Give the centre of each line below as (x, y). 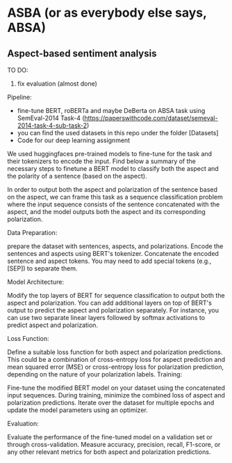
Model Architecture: (36, 282)
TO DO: (18, 70)
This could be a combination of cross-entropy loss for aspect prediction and (116, 359)
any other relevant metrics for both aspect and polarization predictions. (109, 452)
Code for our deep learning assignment (74, 140)
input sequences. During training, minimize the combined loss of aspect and (116, 395)
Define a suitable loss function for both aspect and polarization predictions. (115, 352)
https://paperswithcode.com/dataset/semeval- (151, 118)
